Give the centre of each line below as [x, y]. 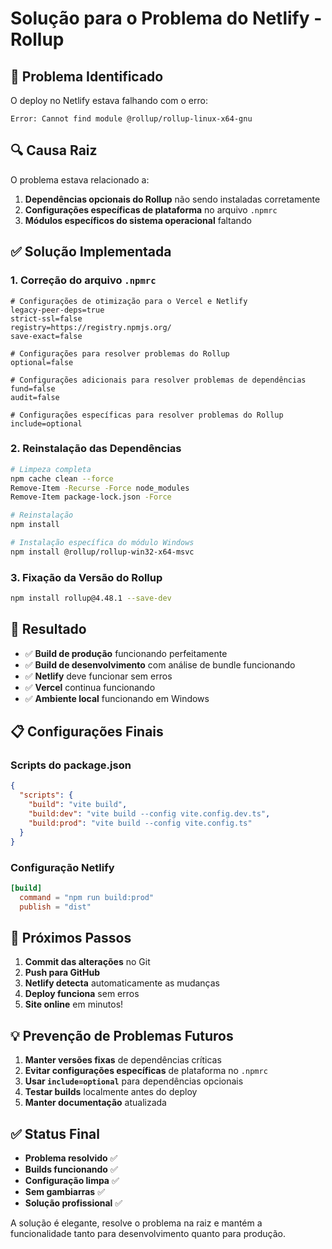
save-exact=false [46, 336]
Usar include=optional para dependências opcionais [134, 1081]
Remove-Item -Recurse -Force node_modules [100, 488]
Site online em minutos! [74, 1004]
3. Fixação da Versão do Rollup [86, 577]
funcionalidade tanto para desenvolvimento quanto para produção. [148, 1233]
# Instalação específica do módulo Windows [102, 543]
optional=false [42, 362]
